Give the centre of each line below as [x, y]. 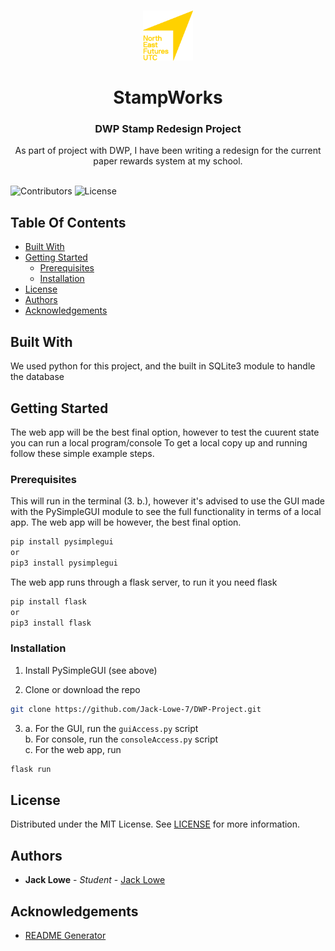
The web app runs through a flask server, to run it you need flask [144, 582]
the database [37, 377]
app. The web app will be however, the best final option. [126, 522]
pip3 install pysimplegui [64, 563]
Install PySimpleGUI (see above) [91, 670]
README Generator [65, 935]
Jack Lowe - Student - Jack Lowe [95, 880]
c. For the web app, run [73, 749]
